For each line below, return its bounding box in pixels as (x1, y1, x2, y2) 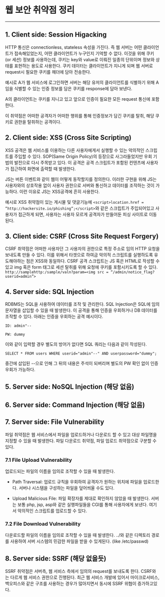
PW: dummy (5, 332, 26, 337)
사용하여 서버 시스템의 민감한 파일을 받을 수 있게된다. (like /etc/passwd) (10, 538, 149, 544)
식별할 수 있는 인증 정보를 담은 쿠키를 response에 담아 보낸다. (14, 85, 133, 91)
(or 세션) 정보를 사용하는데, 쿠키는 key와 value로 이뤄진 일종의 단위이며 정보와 (5, 56, 155, 62)
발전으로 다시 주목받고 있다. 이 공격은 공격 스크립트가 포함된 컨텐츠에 (14, 159, 145, 165)
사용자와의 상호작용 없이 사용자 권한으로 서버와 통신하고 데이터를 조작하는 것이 (5, 182, 155, 188)
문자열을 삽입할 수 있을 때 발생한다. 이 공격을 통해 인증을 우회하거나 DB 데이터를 (5, 307, 158, 313)
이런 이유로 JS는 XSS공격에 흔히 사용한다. (19, 188, 100, 194)
